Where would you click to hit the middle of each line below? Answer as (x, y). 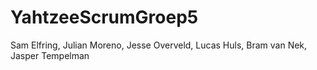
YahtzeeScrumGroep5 (104, 17)
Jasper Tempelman (50, 55)
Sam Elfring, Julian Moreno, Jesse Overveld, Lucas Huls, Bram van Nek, (159, 45)
